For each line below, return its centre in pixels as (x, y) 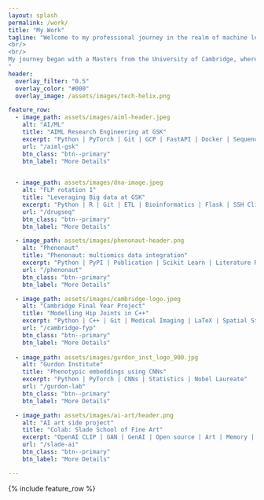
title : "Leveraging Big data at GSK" (84, 197)
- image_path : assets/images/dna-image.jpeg (89, 183)
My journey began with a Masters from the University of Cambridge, (123, 60)
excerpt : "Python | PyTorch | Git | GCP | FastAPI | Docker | (126, 139)
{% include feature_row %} (52, 488)
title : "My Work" (37, 30)
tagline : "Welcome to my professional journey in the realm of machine (128, 37)
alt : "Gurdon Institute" (63, 365)
